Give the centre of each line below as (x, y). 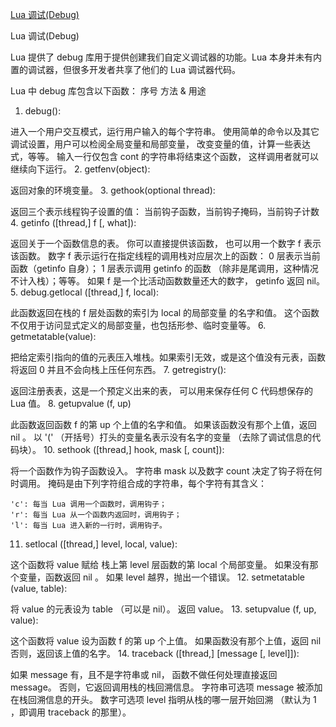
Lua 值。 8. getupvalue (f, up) (71, 403)
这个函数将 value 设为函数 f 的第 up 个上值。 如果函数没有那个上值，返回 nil (166, 641)
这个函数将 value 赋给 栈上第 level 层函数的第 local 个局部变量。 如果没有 (160, 564)
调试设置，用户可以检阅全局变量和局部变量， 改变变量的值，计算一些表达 (160, 144)
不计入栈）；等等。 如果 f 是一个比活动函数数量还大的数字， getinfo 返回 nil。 (168, 281)
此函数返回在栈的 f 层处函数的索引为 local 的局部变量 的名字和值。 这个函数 (165, 312)
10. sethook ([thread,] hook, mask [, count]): (134, 449)
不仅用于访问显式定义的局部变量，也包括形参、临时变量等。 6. (138, 325)
